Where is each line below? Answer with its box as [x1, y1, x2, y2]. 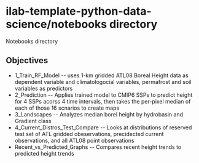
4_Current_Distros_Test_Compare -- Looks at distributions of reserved [14, 124, 192, 131]
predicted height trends [14, 150, 74, 157]
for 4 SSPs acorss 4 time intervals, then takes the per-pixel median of [14, 97, 191, 105]
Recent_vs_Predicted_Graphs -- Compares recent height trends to [14, 143, 182, 151]
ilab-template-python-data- [6, 4, 152, 18]
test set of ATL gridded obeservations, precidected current [14, 130, 164, 137]
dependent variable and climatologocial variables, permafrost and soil [14, 78, 192, 85]
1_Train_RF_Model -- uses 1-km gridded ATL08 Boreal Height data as [14, 72, 189, 79]
